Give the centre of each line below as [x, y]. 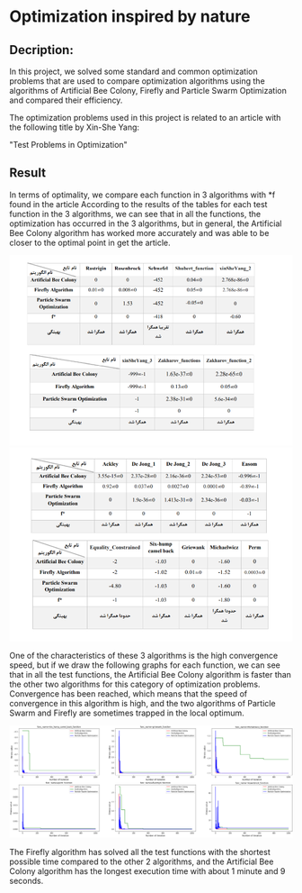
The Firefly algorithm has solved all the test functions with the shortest [140, 852]
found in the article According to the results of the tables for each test [138, 204]
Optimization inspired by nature [130, 17]
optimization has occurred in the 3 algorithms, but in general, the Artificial [146, 223]
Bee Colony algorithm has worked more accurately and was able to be [139, 232]
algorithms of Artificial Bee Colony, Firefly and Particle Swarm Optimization [148, 91]
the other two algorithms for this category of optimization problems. [135, 684]
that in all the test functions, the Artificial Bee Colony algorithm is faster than [151, 674]
